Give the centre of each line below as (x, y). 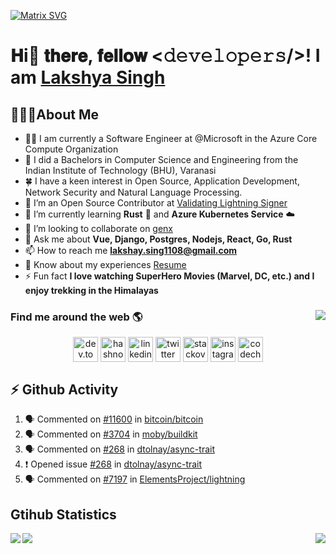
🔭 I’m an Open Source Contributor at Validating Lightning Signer (156, 203)
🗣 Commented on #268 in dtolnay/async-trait (119, 449)
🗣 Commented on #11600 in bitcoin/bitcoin (114, 419)
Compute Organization (71, 149)
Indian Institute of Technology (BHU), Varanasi (120, 170)
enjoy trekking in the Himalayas (91, 290)
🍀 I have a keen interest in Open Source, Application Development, (162, 181)
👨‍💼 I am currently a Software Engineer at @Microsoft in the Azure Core (171, 138)
